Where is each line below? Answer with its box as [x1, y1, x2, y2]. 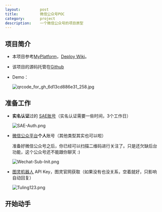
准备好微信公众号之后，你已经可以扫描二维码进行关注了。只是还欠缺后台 [12, 143, 157, 148]
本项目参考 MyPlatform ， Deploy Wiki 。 [12, 54, 90, 60]
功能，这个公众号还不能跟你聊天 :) [12, 149, 80, 155]
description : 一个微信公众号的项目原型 [5, 20, 84, 26]
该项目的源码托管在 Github [12, 64, 64, 70]
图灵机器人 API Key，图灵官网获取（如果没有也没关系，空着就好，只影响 [12, 168, 157, 175]
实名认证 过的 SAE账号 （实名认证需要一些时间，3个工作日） [12, 113, 131, 119]
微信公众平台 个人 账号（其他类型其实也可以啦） [12, 132, 106, 138]
